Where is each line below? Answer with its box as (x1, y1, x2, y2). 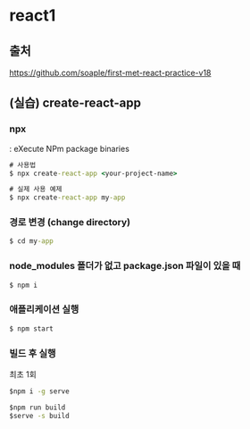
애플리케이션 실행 (9, 303, 79, 315)
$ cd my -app (9, 237, 54, 246)
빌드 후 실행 (9, 347, 56, 359)
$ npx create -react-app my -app (9, 193, 126, 202)
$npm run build (9, 403, 66, 412)
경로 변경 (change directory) (9, 216, 131, 229)
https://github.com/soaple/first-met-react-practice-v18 (9, 68, 212, 78)
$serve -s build (9, 411, 70, 420)
